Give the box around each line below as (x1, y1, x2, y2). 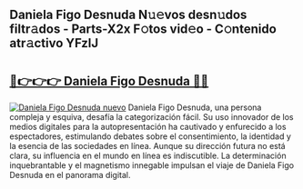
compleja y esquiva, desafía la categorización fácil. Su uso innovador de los (9, 112, 294, 122)
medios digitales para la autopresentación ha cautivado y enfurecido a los (9, 122, 287, 132)
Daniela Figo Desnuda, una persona (127, 102, 262, 113)
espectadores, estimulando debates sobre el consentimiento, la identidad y (9, 131, 291, 142)
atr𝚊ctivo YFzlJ (9, 35, 99, 51)
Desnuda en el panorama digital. (9, 170, 131, 180)
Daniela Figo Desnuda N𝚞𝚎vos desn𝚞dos (9, 7, 247, 23)
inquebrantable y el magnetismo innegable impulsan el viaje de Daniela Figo (9, 160, 294, 171)
